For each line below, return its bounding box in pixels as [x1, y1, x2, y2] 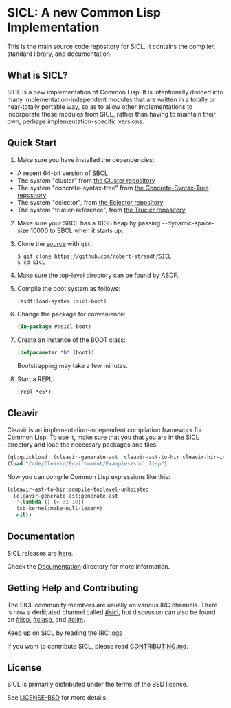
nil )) [16, 512, 32, 518]
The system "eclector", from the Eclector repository [16, 198, 164, 206]
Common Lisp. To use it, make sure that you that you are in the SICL [7, 433, 199, 441]
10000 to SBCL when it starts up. [30, 226, 124, 234]
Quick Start [7, 137, 57, 149]
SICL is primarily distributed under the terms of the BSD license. [7, 680, 188, 689]
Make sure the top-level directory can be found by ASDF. [16, 271, 179, 279]
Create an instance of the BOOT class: [16, 336, 126, 344]
